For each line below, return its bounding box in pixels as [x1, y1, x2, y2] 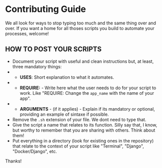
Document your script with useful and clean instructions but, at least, [12, 58, 154, 64]
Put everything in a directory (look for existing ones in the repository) [12, 138, 154, 144]
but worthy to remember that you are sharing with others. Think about [12, 127, 156, 133]
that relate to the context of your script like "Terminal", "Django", [12, 143, 144, 149]
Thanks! [5, 158, 22, 164]
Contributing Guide [5, 3, 86, 15]
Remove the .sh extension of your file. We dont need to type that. [12, 116, 147, 123]
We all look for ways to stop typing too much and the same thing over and [5, 20, 157, 26]
